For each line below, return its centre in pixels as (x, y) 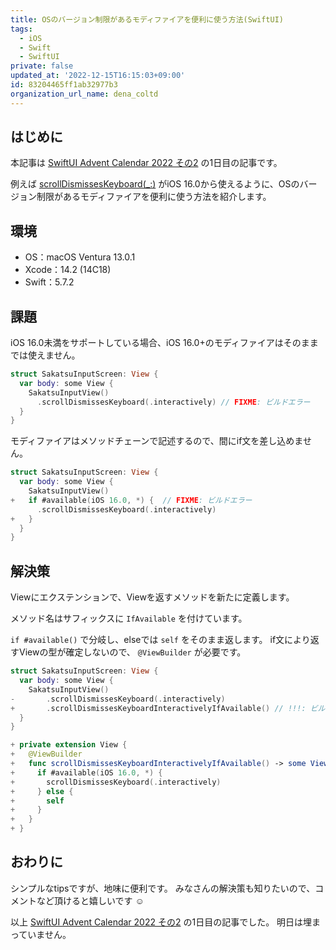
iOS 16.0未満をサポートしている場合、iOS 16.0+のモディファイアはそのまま (164, 343)
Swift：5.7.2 (49, 282)
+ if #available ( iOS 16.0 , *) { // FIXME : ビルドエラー (131, 500)
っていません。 (41, 934)
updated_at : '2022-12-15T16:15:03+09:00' (98, 76)
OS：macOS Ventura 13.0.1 (80, 257)
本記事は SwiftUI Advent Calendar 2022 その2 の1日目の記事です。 (146, 163)
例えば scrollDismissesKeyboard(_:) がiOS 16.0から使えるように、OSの (155, 184)
